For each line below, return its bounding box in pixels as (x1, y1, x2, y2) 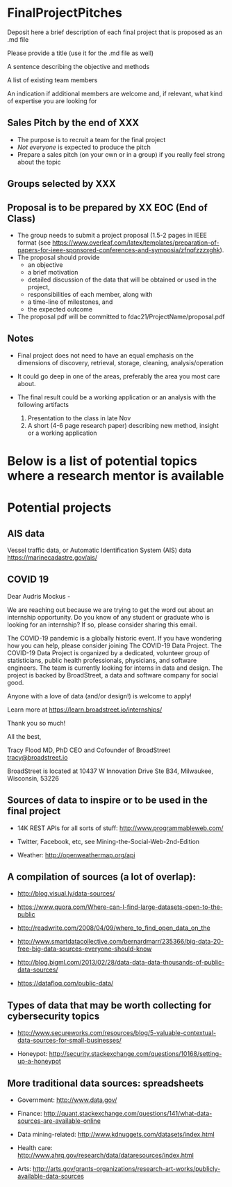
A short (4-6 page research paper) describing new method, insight (27, 421, 219, 429)
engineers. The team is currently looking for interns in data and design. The (7, 664, 224, 672)
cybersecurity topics (7, 1010, 100, 1022)
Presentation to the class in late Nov (27, 413, 131, 422)
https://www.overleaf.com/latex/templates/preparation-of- (51, 238, 219, 247)
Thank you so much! (7, 719, 66, 727)
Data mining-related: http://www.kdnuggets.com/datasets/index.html (17, 1131, 215, 1139)
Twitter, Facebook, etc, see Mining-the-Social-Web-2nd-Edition (17, 837, 200, 845)
